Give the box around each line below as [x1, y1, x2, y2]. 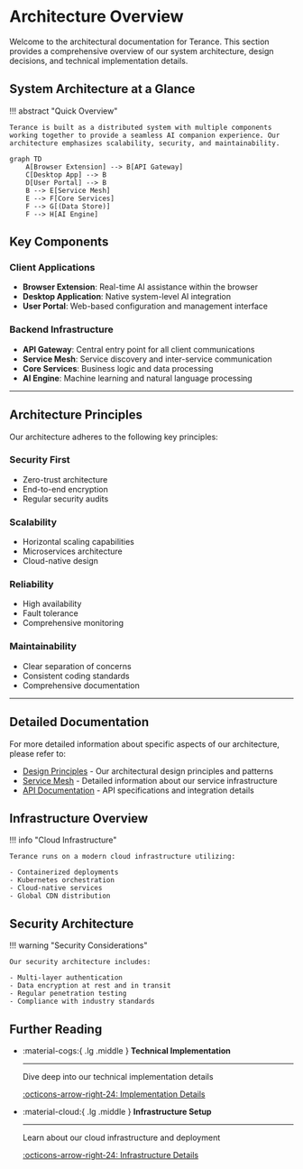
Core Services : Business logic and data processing [22, 363, 214, 373]
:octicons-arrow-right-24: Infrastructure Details [22, 1149, 199, 1160]
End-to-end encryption [22, 483, 108, 494]
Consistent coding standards [22, 670, 131, 681]
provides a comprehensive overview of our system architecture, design [9, 45, 274, 56]
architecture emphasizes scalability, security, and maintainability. [9, 138, 280, 148]
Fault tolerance [22, 608, 78, 619]
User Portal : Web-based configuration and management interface [22, 300, 269, 312]
